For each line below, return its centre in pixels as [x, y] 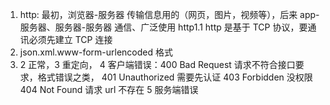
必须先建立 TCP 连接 [70, 39]
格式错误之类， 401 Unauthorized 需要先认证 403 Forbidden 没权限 [175, 77]
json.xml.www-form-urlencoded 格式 [96, 52]
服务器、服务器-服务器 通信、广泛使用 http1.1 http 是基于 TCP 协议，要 [163, 27]
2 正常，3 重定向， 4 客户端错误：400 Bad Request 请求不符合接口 [157, 64]
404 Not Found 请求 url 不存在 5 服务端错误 [109, 89]
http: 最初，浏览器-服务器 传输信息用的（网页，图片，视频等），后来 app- [169, 14]
